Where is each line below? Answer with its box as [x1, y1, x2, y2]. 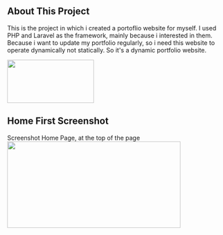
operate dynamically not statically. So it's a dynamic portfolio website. [7, 46, 207, 54]
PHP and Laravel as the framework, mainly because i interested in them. [7, 31, 213, 39]
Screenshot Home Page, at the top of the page [7, 133, 141, 142]
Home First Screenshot [7, 115, 109, 127]
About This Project [7, 6, 90, 17]
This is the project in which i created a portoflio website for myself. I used [7, 23, 217, 32]
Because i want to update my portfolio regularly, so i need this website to [7, 38, 215, 47]
